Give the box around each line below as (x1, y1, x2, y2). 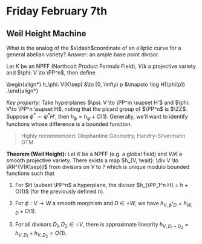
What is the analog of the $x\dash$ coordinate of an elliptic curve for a (6, 44, 181, 51)
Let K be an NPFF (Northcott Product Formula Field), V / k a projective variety (6, 62, 197, 70)
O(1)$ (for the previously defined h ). (15, 188, 105, 195)
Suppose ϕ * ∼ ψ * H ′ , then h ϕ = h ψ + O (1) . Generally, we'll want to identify (6, 112, 189, 122)
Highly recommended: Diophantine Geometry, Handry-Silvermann (21, 132, 186, 140)
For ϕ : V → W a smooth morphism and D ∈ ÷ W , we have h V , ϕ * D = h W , (15, 200, 193, 208)
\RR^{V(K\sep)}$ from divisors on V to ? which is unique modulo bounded (6, 163, 190, 171)
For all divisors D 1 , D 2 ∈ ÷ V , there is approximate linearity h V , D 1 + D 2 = (15, 221, 189, 231)
